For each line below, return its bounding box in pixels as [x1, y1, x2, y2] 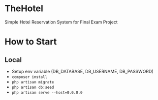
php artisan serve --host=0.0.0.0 [11, 90, 83, 95]
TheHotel [4, 3, 44, 14]
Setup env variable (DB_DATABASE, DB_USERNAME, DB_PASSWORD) [11, 68, 154, 74]
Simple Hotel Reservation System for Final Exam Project [4, 19, 118, 25]
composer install [11, 74, 48, 80]
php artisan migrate [11, 80, 54, 84]
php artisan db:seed [11, 85, 54, 90]
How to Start [4, 36, 57, 47]
